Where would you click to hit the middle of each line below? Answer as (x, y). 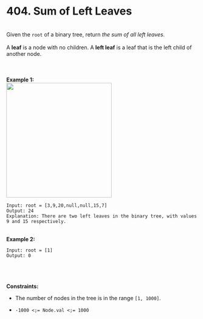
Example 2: (21, 239)
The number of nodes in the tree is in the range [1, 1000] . (88, 298)
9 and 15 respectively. (36, 221)
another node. (24, 53)
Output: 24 (20, 211)
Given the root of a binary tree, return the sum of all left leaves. (86, 34)
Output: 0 (19, 256)
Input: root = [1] (29, 250)
